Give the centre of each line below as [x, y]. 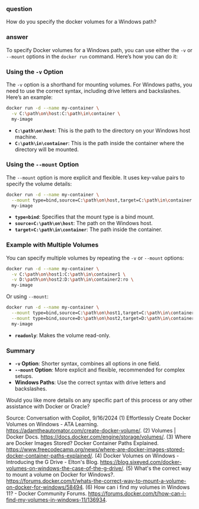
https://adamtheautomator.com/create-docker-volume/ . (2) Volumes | [91, 431]
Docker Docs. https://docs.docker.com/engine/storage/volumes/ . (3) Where [99, 437]
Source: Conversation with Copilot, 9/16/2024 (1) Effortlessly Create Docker [98, 418]
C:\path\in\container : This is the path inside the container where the [99, 143]
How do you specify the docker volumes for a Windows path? [81, 22]
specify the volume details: [39, 184]
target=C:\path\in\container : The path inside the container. [89, 229]
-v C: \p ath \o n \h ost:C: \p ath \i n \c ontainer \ [66, 113]
